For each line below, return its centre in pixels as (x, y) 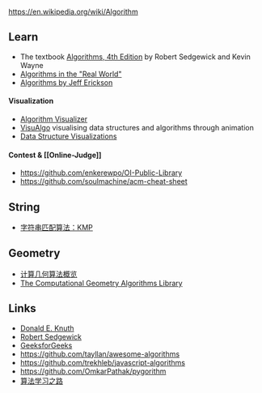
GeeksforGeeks (46, 345)
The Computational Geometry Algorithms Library (101, 283)
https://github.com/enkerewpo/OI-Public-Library (101, 173)
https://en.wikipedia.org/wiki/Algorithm (74, 12)
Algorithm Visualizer (54, 119)
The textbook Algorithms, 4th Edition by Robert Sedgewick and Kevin (135, 57)
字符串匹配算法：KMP (56, 228)
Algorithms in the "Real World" (71, 74)
